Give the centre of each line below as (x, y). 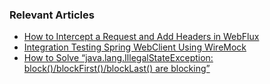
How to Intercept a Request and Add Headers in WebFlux (141, 37)
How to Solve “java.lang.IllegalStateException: (118, 58)
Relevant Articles (52, 15)
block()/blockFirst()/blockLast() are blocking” (117, 69)
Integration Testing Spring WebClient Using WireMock (135, 47)
